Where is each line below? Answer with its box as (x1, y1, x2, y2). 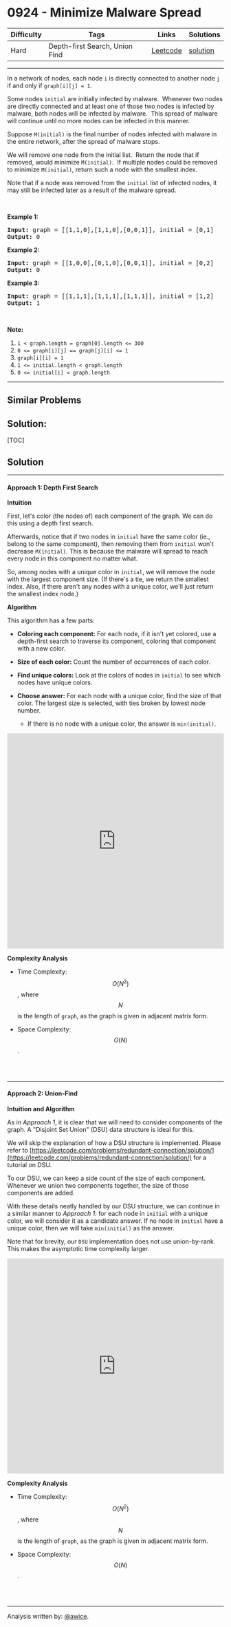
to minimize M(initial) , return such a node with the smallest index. (7, 165, 198, 174)
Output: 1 (7, 299, 40, 307)
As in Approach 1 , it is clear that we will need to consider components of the (7, 1118, 223, 1126)
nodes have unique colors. (16, 678, 93, 686)
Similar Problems (7, 395, 82, 406)
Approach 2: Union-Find (7, 1089, 78, 1098)
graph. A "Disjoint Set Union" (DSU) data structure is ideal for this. (7, 1126, 195, 1134)
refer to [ (7, 1146, 32, 1155)
